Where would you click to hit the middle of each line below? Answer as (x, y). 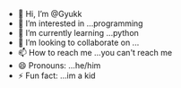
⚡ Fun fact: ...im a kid (56, 75)
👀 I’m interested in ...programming (80, 23)
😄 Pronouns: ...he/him (59, 66)
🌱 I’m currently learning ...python (78, 33)
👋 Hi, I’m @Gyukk (50, 14)
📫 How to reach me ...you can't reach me (95, 53)
